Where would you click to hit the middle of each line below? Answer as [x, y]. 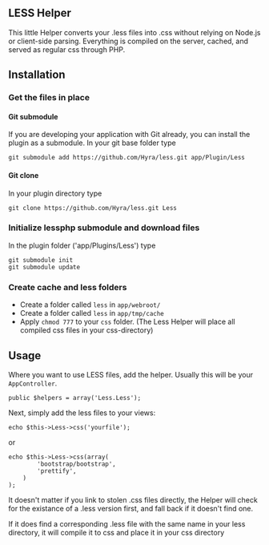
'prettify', [57, 471]
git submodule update [44, 267]
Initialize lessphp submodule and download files [104, 228]
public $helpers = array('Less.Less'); [75, 398]
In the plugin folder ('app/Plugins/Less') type [82, 245]
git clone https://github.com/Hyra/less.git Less [93, 208]
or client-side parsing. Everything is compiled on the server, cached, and [128, 41]
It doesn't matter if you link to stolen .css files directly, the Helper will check [133, 499]
